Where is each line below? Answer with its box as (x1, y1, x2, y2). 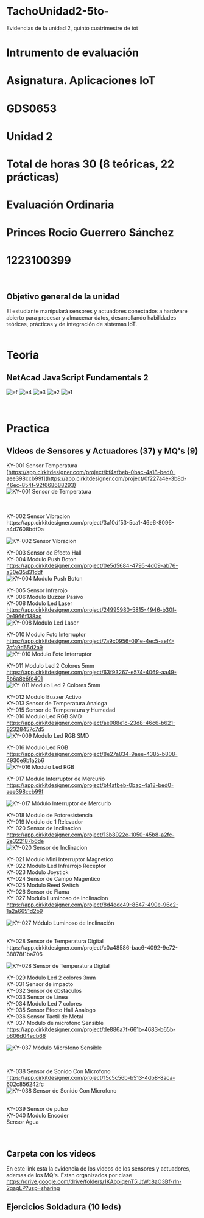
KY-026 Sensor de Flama (6, 888, 69, 895)
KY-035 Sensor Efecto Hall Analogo (6, 1006, 96, 1013)
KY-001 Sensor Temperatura (6, 462, 78, 469)
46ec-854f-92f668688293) (6, 481, 76, 488)
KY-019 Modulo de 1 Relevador (6, 818, 83, 825)
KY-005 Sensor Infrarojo (6, 587, 68, 594)
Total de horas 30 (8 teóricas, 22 (6, 157, 175, 171)
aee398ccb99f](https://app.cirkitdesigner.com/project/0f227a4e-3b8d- (6, 475, 187, 482)
